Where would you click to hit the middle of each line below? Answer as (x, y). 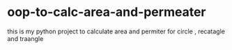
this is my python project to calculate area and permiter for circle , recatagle (116, 31)
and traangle (25, 38)
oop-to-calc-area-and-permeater (107, 12)
